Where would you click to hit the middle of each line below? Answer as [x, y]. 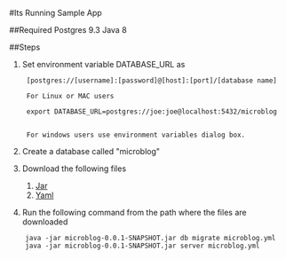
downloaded [45, 222]
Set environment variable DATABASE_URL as [103, 64]
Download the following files [74, 169]
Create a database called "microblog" [91, 151]
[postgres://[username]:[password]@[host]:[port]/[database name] [151, 81]
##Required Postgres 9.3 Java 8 [68, 30]
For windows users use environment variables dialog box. [136, 135]
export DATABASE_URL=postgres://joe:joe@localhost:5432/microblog [151, 112]
